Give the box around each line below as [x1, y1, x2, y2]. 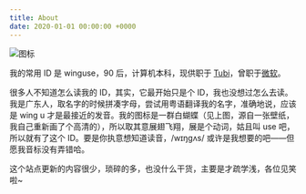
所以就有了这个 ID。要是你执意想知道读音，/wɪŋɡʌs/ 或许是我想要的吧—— [9, 132, 287, 143]
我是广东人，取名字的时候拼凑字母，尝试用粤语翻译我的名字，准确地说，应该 [9, 97, 297, 109]
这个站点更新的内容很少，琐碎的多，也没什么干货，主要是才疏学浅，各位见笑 [9, 163, 297, 174]
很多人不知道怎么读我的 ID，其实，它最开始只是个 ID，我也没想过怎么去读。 [9, 87, 293, 97]
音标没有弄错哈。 [25, 143, 89, 155]
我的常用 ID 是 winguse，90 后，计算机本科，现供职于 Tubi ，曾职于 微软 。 [9, 67, 286, 78]
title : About [9, 13, 59, 23]
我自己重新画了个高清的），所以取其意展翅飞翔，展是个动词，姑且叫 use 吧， [9, 120, 295, 132]
